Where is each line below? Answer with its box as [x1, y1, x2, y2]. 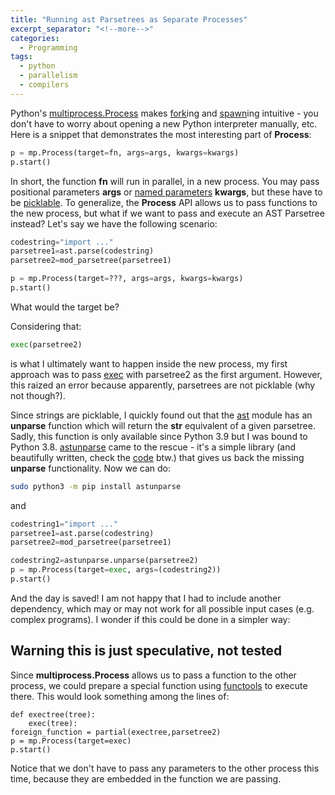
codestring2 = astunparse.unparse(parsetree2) [10, 556, 199, 566]
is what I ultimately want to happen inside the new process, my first [10, 357, 288, 370]
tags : [10, 52, 33, 62]
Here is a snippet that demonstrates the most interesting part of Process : [10, 128, 312, 140]
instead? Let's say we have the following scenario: [10, 217, 218, 230]
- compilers [19, 80, 70, 90]
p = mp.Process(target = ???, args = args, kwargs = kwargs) [10, 274, 244, 284]
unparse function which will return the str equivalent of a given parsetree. [10, 419, 316, 431]
